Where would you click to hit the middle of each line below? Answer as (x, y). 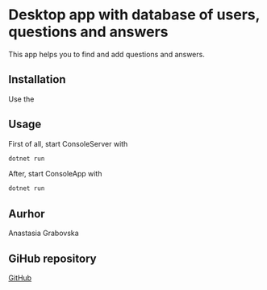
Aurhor (27, 214)
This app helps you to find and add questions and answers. (107, 54)
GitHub (20, 278)
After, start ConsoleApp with (55, 174)
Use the (21, 99)
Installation (37, 79)
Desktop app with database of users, (134, 15)
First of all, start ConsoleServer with (68, 143)
